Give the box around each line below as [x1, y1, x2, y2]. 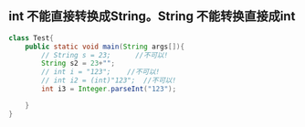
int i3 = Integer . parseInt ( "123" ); [41, 85, 177, 94]
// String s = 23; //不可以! [41, 50, 169, 59]
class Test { [8, 33, 54, 43]
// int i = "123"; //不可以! [41, 68, 161, 77]
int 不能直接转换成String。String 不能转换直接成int [8, 8, 296, 25]
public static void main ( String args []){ [25, 42, 184, 51]
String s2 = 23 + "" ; [41, 58, 116, 69]
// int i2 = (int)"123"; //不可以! [41, 76, 177, 85]
